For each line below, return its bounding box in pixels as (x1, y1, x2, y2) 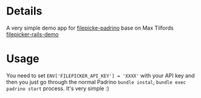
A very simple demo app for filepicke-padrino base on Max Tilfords (6, 24, 174, 31)
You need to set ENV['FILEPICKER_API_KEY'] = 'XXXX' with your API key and (6, 71, 195, 79)
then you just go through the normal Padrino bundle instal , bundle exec (6, 78, 186, 85)
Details (6, 4, 42, 18)
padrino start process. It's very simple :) (6, 85, 110, 92)
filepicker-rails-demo (6, 30, 59, 38)
